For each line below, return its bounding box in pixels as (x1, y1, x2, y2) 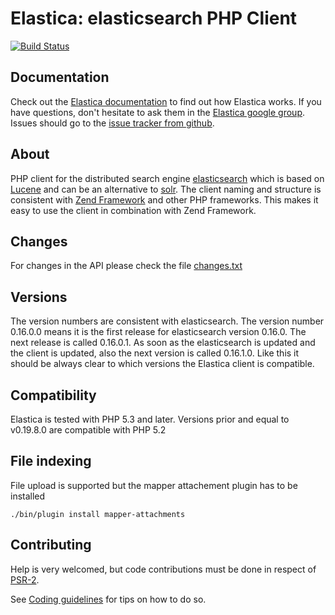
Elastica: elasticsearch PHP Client (10, 7, 298, 30)
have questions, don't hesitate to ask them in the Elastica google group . (10, 106, 306, 118)
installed (10, 490, 46, 502)
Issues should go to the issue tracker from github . (10, 117, 215, 129)
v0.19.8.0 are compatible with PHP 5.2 (10, 424, 167, 436)
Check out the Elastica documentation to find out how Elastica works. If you (10, 95, 322, 107)
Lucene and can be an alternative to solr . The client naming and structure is (10, 183, 322, 195)
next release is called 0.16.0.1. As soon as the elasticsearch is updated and (10, 337, 316, 349)
